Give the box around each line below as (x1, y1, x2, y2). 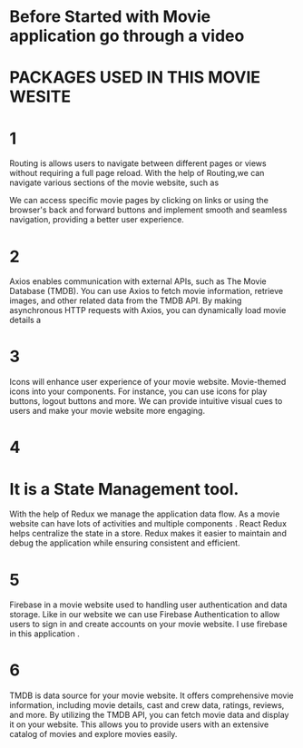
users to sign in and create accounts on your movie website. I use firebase (9, 619, 288, 630)
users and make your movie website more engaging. (9, 406, 206, 417)
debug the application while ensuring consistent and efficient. (9, 537, 240, 548)
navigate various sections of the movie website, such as (9, 177, 220, 188)
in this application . (9, 628, 80, 639)
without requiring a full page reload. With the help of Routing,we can (9, 168, 265, 179)
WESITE (9, 86, 71, 107)
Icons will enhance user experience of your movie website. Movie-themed (9, 377, 287, 388)
